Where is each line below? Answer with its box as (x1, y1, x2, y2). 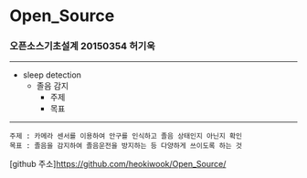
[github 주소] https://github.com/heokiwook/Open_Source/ (9, 159, 227, 170)
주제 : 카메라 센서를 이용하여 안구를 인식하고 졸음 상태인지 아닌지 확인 (9, 131, 242, 141)
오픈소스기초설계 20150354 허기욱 (9, 40, 155, 53)
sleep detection (22, 69, 82, 80)
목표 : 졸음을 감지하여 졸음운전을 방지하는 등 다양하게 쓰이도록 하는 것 (9, 141, 242, 151)
